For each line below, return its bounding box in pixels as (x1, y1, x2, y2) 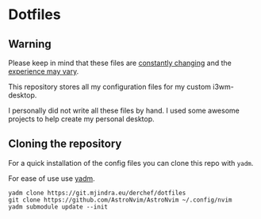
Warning (8, 37, 52, 51)
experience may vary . (8, 67, 79, 76)
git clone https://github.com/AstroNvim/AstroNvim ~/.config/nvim (8, 196, 232, 204)
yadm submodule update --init (8, 202, 109, 211)
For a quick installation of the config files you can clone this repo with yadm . (8, 158, 254, 167)
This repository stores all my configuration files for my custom (8, 82, 212, 91)
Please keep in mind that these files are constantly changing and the (8, 58, 232, 67)
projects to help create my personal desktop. (8, 114, 155, 124)
